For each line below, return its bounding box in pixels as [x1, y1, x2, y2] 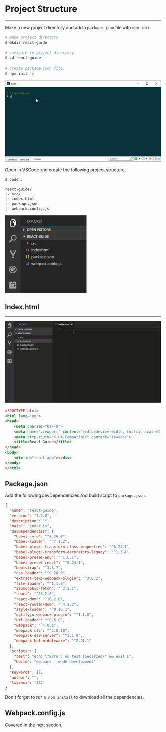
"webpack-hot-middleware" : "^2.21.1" [14, 638, 92, 643]
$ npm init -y [5, 71, 35, 76]
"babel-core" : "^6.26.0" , [14, 534, 68, 539]
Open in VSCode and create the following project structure [5, 167, 124, 173]
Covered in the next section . [5, 722, 63, 728]
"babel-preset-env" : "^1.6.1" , [14, 555, 79, 560]
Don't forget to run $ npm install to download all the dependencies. [5, 694, 144, 700]
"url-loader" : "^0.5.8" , [14, 618, 65, 623]
